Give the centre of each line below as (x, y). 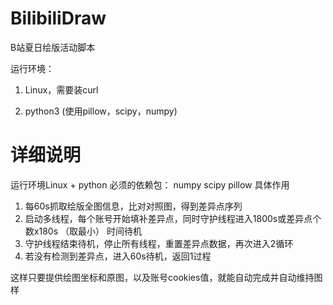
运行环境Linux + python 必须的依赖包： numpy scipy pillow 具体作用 (150, 184)
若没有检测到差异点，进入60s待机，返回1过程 (118, 256)
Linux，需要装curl (61, 89)
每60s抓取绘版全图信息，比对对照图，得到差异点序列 (133, 206)
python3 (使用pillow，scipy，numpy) (101, 111)
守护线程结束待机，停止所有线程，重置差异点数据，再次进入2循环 (159, 243)
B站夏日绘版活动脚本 (53, 47)
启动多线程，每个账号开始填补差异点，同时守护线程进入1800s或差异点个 (173, 218)
